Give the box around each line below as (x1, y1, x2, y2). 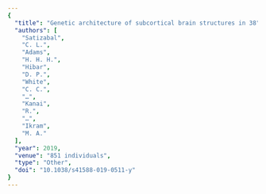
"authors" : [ (14, 26, 58, 34)
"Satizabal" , (21, 33, 65, 42)
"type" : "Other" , (14, 159, 72, 167)
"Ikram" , (21, 122, 51, 130)
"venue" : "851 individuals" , (14, 151, 111, 159)
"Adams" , (21, 48, 51, 56)
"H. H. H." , (21, 56, 61, 64)
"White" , (21, 78, 51, 86)
